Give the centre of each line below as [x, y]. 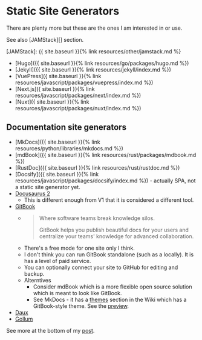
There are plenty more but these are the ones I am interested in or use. [94, 28]
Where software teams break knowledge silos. [97, 218]
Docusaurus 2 [32, 193]
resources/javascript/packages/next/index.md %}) [78, 95]
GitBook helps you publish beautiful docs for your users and [114, 230]
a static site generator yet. [47, 187]
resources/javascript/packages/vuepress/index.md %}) [84, 82]
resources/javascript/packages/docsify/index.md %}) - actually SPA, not [105, 181]
